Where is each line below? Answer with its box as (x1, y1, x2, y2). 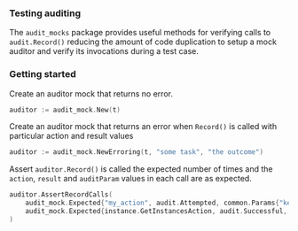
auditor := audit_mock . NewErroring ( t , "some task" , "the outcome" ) (9, 148, 264, 157)
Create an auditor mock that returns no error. (9, 88, 173, 99)
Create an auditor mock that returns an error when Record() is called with (9, 121, 278, 132)
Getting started (9, 68, 77, 81)
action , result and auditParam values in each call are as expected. (9, 173, 253, 184)
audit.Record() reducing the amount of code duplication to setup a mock (9, 36, 278, 47)
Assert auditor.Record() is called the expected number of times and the (9, 164, 273, 174)
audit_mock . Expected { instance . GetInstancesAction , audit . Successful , (25, 207, 288, 216)
